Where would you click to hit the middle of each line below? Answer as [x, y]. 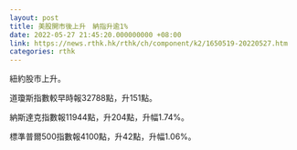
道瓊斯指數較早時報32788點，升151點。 [83, 98]
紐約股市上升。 [37, 79]
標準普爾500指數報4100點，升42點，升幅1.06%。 [103, 136]
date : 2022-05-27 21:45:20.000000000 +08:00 [95, 35]
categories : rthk [42, 52]
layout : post [34, 18]
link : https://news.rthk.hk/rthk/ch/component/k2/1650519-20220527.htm [148, 43]
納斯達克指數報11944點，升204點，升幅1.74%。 [100, 117]
